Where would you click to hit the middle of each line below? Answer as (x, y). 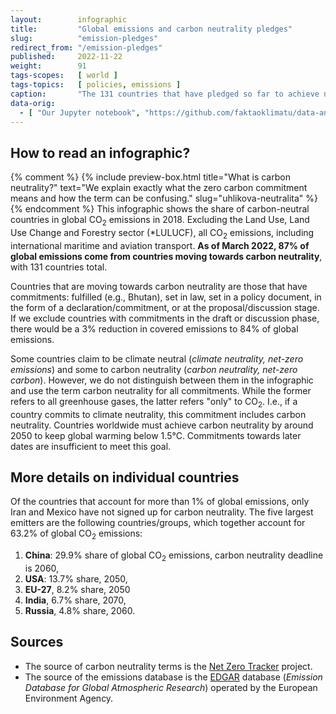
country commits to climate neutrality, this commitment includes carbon (158, 414)
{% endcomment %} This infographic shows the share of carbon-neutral (160, 209)
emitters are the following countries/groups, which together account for (158, 523)
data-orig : (33, 103)
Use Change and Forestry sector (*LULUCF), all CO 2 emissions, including (162, 233)
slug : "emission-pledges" (84, 38)
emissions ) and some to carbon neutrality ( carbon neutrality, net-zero (154, 369)
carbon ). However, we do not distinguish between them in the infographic (162, 380)
